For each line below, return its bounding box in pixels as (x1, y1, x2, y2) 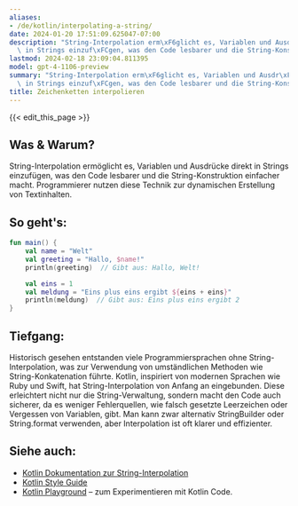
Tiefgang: (9, 328, 65, 344)
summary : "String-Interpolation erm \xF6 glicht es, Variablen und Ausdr (9, 71, 279, 80)
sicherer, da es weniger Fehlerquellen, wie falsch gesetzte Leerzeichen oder (9, 399, 288, 409)
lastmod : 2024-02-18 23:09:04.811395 (9, 54, 149, 63)
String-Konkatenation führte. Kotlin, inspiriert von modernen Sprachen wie (9, 370, 281, 382)
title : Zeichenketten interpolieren (9, 87, 145, 96)
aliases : (9, 12, 42, 22)
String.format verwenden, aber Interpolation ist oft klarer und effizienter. (9, 418, 273, 429)
